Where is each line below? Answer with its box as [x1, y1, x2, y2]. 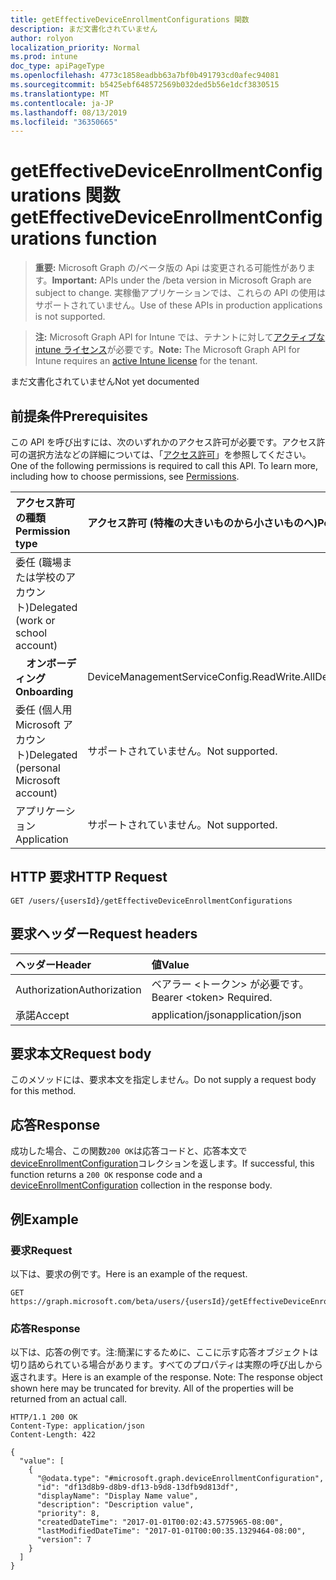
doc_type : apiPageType [10, 61, 105, 71]
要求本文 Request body [10, 1046, 152, 1063]
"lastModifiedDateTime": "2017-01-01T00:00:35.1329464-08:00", [36, 1526, 307, 1536]
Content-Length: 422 [10, 1430, 97, 1440]
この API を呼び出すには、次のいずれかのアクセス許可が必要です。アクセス [10, 436, 317, 448]
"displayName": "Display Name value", [36, 1491, 199, 1501]
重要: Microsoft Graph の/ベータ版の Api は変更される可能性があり [34, 262, 307, 274]
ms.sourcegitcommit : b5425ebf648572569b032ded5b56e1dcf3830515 [10, 80, 280, 90]
